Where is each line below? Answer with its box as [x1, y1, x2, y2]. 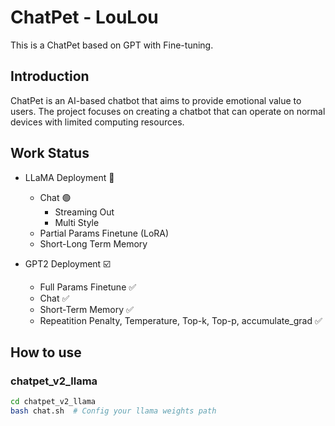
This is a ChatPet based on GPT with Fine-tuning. [10, 39, 214, 51]
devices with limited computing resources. [10, 116, 185, 128]
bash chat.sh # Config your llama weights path [10, 406, 217, 416]
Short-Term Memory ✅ [39, 303, 134, 315]
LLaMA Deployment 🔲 [24, 171, 115, 183]
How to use [10, 344, 82, 361]
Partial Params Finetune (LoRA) [39, 227, 170, 239]
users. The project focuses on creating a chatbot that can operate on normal [10, 105, 326, 117]
